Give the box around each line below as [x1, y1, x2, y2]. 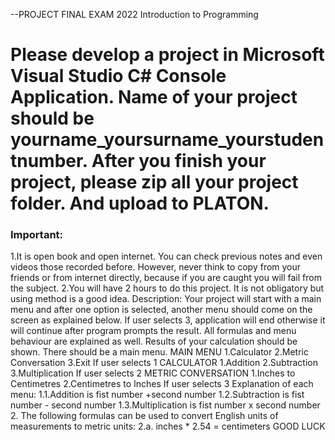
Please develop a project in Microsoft [10, 44, 325, 66]
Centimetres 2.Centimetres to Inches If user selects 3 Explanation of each [10, 378, 314, 390]
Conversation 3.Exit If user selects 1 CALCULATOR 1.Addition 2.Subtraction [10, 357, 318, 369]
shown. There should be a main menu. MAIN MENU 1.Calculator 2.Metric [10, 346, 309, 358]
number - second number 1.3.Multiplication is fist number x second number [10, 399, 321, 411]
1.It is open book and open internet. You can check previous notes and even [10, 250, 323, 263]
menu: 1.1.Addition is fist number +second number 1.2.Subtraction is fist [10, 389, 305, 401]
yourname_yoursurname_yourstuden [10, 129, 325, 151]
